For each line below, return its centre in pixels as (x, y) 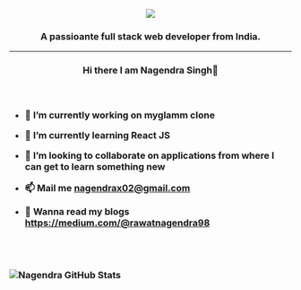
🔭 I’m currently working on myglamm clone (120, 115)
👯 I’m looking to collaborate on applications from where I (150, 155)
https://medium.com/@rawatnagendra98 (117, 223)
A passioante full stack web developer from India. (150, 36)
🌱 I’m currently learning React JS (97, 135)
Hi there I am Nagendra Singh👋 (150, 70)
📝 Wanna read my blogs (77, 212)
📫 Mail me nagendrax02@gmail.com (107, 188)
